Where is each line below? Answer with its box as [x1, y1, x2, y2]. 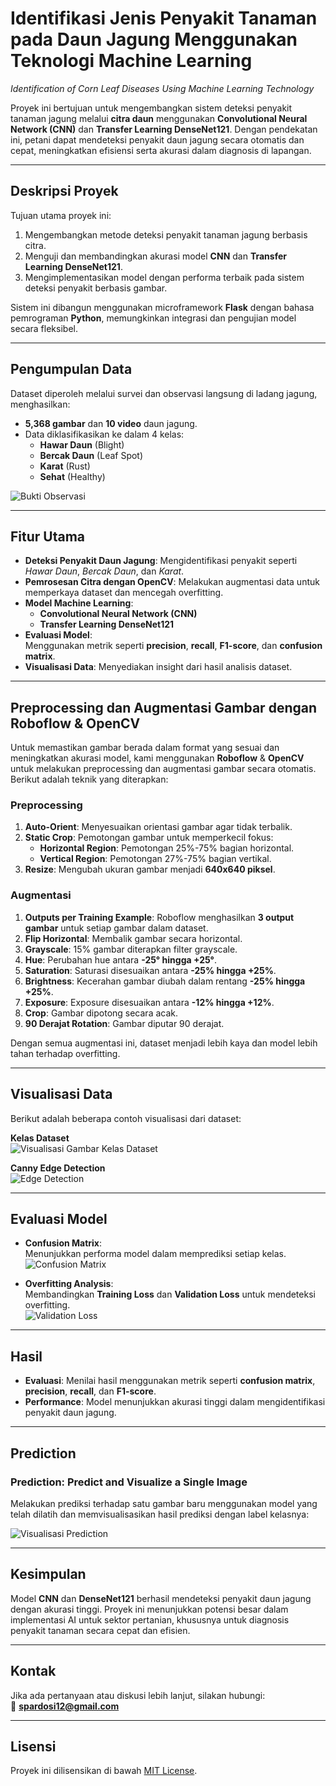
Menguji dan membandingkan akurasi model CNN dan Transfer [24, 250, 287, 262]
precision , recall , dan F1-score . [24, 1385, 157, 1397]
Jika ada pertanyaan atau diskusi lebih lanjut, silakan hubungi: [10, 1689, 266, 1701]
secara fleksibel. [10, 322, 78, 334]
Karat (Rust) [39, 460, 91, 472]
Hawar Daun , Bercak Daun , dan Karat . [24, 565, 185, 577]
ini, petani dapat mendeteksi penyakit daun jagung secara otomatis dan [10, 133, 305, 146]
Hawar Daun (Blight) [39, 438, 125, 451]
